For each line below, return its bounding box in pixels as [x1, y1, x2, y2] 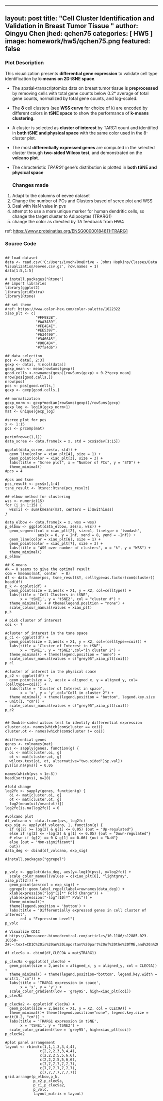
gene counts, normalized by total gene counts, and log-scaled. [12, 96, 138, 101]
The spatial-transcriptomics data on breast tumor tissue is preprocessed [12, 85, 158, 91]
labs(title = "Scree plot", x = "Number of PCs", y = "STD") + [9, 460, 140, 465]
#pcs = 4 [5, 469, 23, 474]
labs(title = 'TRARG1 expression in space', [9, 981, 101, 985]
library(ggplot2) [5, 286, 40, 290]
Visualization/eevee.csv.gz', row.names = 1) [5, 264, 98, 269]
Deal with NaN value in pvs [12, 203, 66, 209]
